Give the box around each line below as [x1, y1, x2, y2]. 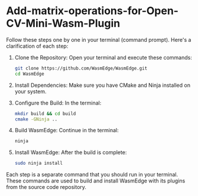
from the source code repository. [6, 184, 87, 191]
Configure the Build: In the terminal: [14, 99, 102, 106]
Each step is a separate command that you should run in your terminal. [6, 171, 178, 178]
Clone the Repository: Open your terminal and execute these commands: [14, 54, 192, 61]
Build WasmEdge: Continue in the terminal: [14, 127, 119, 134]
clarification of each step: [6, 43, 69, 50]
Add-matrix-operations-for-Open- [6, 4, 179, 18]
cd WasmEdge [14, 71, 44, 77]
